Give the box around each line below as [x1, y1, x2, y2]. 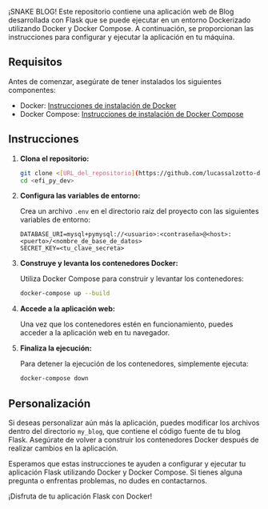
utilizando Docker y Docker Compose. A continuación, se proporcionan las [8, 24, 254, 33]
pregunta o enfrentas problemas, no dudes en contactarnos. [8, 475, 208, 485]
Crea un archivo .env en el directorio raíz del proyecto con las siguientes [19, 206, 259, 216]
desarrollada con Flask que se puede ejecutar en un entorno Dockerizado [8, 15, 251, 25]
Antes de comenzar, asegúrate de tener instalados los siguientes [8, 76, 222, 86]
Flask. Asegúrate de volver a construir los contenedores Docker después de [8, 435, 259, 444]
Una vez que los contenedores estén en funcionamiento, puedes [19, 319, 234, 329]
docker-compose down [19, 375, 89, 383]
